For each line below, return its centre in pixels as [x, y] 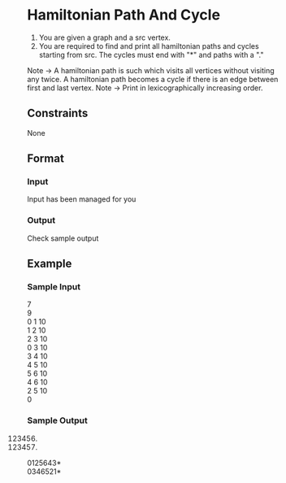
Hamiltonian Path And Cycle [123, 15]
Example [50, 264]
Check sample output [63, 238]
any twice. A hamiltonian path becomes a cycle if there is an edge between [153, 79]
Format [46, 159]
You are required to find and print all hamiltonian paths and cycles [149, 46]
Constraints [58, 113]
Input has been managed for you [82, 199]
